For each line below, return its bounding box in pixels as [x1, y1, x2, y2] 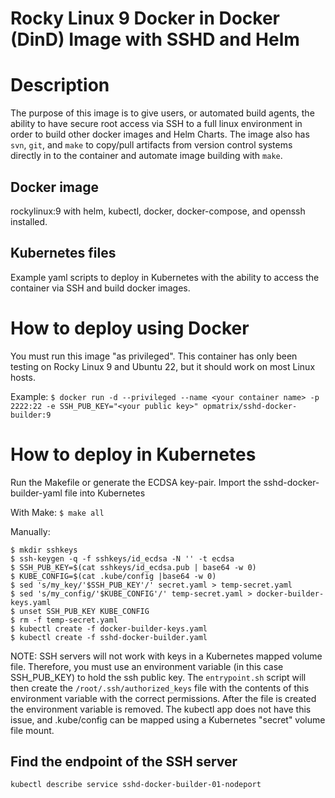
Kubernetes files [10, 245, 117, 262]
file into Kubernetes [64, 487, 146, 499]
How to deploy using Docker [10, 317, 250, 339]
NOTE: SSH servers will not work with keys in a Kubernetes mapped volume [10, 650, 323, 662]
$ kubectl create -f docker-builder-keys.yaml [10, 623, 208, 634]
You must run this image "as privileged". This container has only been [10, 350, 298, 362]
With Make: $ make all [10, 506, 105, 518]
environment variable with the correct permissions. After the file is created [10, 692, 317, 704]
